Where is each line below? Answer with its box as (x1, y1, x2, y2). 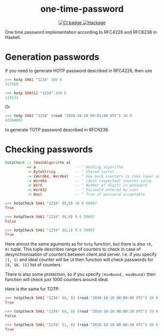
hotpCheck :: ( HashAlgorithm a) (5, 160, 71, 165)
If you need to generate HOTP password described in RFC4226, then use (5, 68, 152, 73)
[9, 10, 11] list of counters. (5, 262, 62, 268)
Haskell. (5, 34, 21, 40)
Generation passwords (5, 51, 100, 63)
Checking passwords (5, 144, 93, 155)
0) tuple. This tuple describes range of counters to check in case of (5, 246, 141, 252)
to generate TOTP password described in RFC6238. (5, 127, 109, 133)
